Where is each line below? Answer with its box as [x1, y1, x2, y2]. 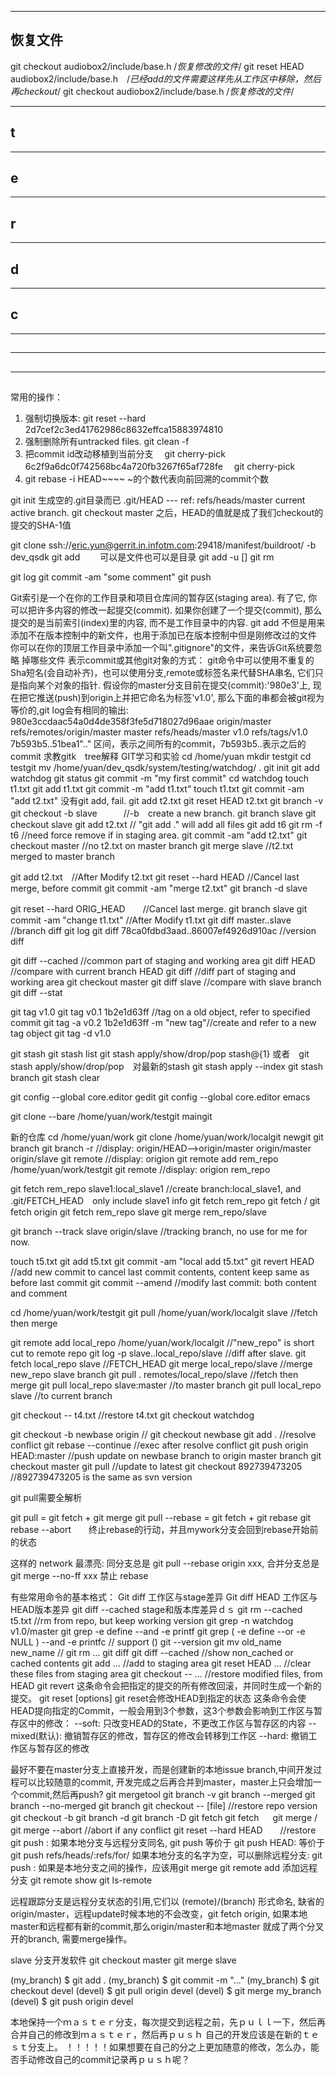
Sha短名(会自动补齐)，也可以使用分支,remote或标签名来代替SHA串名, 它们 [10, 667, 315, 679]
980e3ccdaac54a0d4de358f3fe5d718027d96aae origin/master [10, 716, 272, 728]
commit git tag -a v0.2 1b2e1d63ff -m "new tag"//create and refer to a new [10, 1017, 317, 1029]
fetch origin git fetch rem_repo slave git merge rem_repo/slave [10, 1206, 267, 1218]
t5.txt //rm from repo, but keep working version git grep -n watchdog [10, 1615, 294, 1627]
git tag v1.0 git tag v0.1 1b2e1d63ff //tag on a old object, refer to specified [10, 1006, 311, 1018]
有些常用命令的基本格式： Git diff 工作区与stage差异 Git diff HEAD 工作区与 [10, 1591, 318, 1603]
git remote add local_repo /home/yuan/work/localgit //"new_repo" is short [10, 1337, 315, 1349]
